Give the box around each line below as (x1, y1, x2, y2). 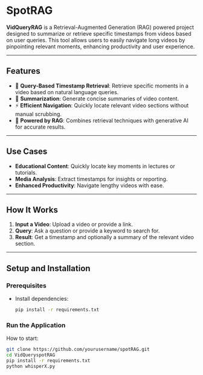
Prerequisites (6, 281, 47, 290)
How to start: (6, 335, 39, 342)
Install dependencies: (14, 295, 69, 303)
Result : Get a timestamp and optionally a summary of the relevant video (14, 234, 195, 241)
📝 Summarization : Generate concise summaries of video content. (14, 95, 179, 102)
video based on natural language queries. (14, 88, 119, 95)
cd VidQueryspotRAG (6, 352, 56, 358)
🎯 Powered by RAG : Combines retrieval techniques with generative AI (14, 117, 189, 124)
